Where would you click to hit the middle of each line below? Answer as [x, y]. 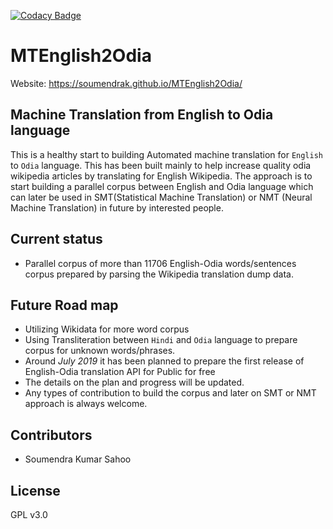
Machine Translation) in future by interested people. [117, 207]
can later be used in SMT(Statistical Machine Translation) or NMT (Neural [161, 197]
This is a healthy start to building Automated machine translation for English [166, 154]
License [35, 490]
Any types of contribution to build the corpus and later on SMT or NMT [170, 393]
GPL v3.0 [29, 514]
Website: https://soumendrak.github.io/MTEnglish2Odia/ [126, 83]
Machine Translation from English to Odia [142, 115]
